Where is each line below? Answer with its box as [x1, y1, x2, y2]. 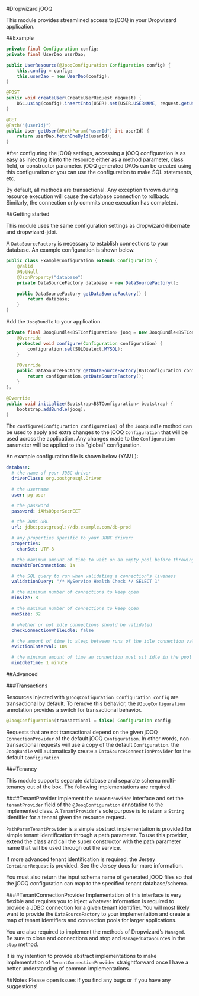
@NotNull [17, 269, 38, 275]
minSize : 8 [11, 595, 38, 601]
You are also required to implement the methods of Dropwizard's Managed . [6, 928, 185, 935]
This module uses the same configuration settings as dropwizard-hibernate [6, 222, 190, 230]
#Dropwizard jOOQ [6, 5, 53, 12]
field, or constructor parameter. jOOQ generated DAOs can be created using [6, 162, 192, 169]
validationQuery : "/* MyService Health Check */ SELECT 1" [11, 579, 161, 585]
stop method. [6, 941, 38, 948]
